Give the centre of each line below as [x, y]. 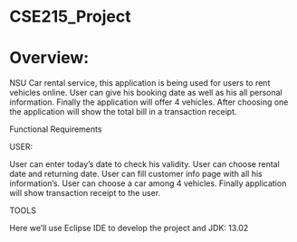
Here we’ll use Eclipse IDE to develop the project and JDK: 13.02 [129, 228]
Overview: [49, 58]
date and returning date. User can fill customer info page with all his [136, 174]
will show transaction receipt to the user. [85, 193]
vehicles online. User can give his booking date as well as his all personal [146, 93]
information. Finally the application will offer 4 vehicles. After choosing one [149, 102]
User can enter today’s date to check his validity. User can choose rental [145, 164]
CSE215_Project [70, 17]
